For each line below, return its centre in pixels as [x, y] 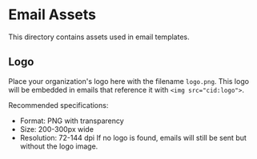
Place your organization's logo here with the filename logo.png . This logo [129, 81]
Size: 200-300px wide [57, 129]
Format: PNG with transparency [72, 121]
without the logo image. [59, 146]
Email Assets [52, 15]
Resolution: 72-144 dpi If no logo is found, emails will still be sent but [133, 137]
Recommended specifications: [58, 105]
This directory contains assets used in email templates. [99, 37]
